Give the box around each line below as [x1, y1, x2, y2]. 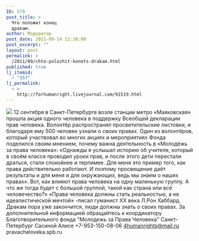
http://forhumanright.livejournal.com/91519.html [17, 91, 143, 97]
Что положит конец [11, 20, 58, 26]
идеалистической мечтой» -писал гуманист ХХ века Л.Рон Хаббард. [6, 196, 181, 204]
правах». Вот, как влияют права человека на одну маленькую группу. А [6, 177, 189, 185]
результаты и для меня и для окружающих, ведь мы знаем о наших [6, 172, 179, 179]
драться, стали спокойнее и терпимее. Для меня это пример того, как [6, 158, 186, 166]
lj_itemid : [6, 69, 33, 75]
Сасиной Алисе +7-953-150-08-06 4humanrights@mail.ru [34, 222, 179, 229]
